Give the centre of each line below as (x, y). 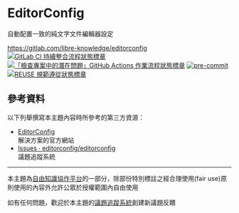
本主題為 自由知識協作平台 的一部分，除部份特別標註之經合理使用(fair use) (114, 178)
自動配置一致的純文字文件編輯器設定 (60, 33)
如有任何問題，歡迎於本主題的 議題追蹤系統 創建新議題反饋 (91, 202)
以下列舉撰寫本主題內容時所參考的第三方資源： (76, 117)
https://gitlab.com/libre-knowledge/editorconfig (77, 48)
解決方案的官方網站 (46, 140)
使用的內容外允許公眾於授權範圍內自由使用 (76, 187)
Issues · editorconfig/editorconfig (67, 148)
